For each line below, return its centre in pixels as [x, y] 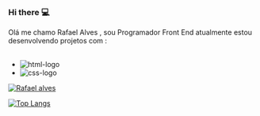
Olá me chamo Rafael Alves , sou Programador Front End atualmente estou [130, 32]
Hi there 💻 [29, 12]
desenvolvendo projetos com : [58, 41]
